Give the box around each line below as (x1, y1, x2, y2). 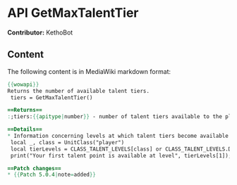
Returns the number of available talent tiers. (7, 87, 150, 94)
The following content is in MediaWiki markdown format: (7, 67, 171, 75)
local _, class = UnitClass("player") (10, 139, 125, 146)
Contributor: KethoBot (7, 28, 73, 37)
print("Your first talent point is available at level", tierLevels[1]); (10, 152, 232, 159)
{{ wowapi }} (7, 81, 39, 88)
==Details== (7, 126, 42, 133)
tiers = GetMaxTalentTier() (10, 94, 93, 101)
